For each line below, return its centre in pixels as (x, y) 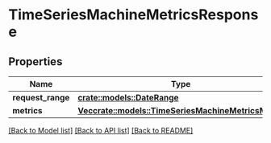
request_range (41, 98)
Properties (35, 61)
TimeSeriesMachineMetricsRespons (133, 15)
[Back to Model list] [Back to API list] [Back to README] (101, 131)
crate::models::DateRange (128, 98)
